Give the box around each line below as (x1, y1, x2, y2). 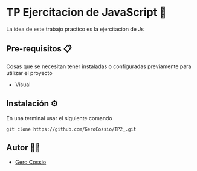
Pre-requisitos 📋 (6, 44, 73, 54)
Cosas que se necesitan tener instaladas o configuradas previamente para (6, 63, 192, 70)
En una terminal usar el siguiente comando (6, 114, 113, 121)
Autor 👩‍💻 (6, 142, 41, 153)
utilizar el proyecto (6, 69, 53, 76)
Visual (15, 81, 31, 88)
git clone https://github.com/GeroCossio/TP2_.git (6, 126, 137, 132)
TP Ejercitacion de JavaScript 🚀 (6, 5, 167, 19)
